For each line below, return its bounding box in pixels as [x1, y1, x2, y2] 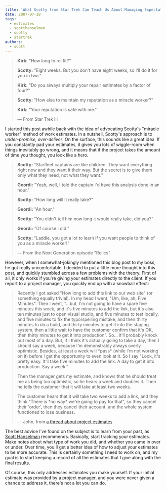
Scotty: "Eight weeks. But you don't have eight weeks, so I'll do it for [17, 67, 158, 73]
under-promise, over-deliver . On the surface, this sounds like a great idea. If [5, 136, 160, 142]
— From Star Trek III [17, 116, 58, 122]
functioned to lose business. [17, 409, 75, 415]
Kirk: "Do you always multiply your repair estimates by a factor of [17, 82, 151, 88]
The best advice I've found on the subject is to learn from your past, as [5, 428, 150, 434]
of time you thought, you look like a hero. [5, 152, 88, 158]
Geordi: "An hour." [17, 206, 55, 212]
